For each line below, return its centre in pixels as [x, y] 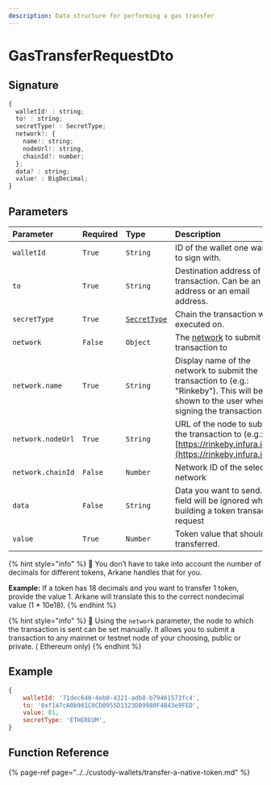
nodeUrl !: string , [54, 149]
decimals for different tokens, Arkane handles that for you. [105, 572]
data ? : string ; [43, 171]
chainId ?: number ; [54, 156]
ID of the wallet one [211, 247]
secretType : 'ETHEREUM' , [65, 721]
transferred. [197, 543]
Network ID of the [208, 467]
